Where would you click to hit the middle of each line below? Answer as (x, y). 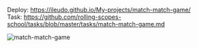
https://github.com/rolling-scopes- (72, 17)
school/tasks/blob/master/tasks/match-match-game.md (86, 24)
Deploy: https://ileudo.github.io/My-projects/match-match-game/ (99, 10)
